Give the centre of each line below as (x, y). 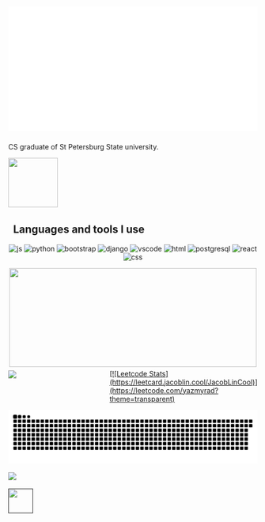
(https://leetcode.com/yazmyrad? (164, 390)
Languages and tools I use (79, 230)
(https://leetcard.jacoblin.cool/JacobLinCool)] (184, 382)
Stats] (159, 373)
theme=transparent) (142, 399)
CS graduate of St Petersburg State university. (83, 146)
